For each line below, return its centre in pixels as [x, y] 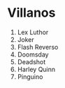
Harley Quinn [36, 69]
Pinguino [30, 76]
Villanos [31, 13]
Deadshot [31, 61]
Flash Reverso [38, 47]
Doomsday [33, 54]
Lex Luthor [33, 32]
